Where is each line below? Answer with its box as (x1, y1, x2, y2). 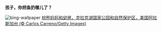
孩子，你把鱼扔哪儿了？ (5, 5, 52, 10)
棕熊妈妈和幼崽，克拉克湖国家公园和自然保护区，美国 (41, 15, 149, 21)
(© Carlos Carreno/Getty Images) (19, 21, 86, 26)
